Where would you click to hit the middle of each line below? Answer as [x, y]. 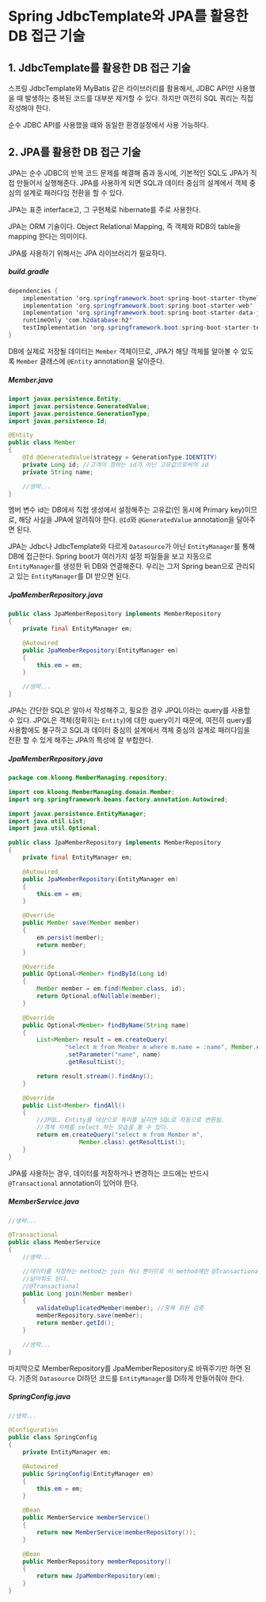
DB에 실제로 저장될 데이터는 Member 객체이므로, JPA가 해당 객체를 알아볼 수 [124, 351]
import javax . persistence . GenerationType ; [79, 414]
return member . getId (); [76, 1323]
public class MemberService [55, 1242]
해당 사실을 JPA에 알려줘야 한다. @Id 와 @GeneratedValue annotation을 [127, 520]
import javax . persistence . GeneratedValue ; [79, 406]
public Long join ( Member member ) [78, 1293]
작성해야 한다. [30, 108]
